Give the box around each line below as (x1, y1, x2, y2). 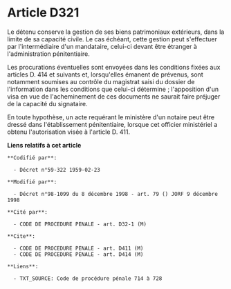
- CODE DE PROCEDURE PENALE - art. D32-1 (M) (13, 221, 147, 228)
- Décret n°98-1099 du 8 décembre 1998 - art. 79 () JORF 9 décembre (13, 190, 218, 197)
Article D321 (7, 5, 80, 21)
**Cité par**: (7, 208, 48, 215)
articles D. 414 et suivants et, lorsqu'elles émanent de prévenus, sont (7, 70, 203, 79)
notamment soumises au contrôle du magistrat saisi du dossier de (7, 77, 195, 86)
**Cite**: (7, 232, 36, 239)
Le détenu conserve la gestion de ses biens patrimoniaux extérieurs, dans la (7, 28, 225, 36)
